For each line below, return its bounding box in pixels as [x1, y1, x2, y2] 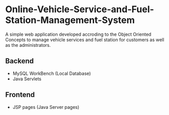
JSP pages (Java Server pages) [12, 104, 80, 110]
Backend [5, 57, 34, 66]
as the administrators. [5, 42, 51, 48]
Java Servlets [12, 75, 42, 82]
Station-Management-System [5, 14, 135, 26]
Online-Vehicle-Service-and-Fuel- [5, 4, 154, 15]
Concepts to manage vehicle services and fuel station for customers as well [5, 37, 164, 43]
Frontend [5, 91, 35, 99]
